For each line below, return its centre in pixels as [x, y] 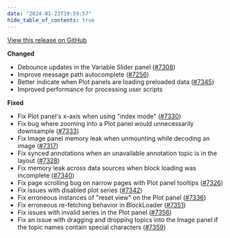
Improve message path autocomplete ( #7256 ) [83, 74]
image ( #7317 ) [38, 145]
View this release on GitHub [47, 40]
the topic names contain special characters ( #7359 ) [91, 227]
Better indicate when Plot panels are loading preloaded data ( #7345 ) [116, 81]
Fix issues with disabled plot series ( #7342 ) [80, 190]
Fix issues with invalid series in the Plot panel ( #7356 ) [94, 212]
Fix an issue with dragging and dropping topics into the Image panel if [117, 219]
